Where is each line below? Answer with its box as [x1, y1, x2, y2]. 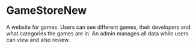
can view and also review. [6, 36, 70, 43]
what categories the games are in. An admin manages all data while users [6, 29, 189, 37]
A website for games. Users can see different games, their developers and [6, 23, 191, 31]
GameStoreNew [6, 4, 87, 17]
